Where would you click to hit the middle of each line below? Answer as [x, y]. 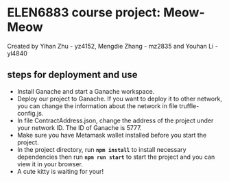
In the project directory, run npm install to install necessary [101, 149]
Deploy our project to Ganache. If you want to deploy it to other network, [120, 99]
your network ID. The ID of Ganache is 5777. [79, 127]
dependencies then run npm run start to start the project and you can [116, 157]
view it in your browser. [50, 164]
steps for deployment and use [73, 75]
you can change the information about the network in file [97, 106]
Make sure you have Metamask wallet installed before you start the [112, 135]
